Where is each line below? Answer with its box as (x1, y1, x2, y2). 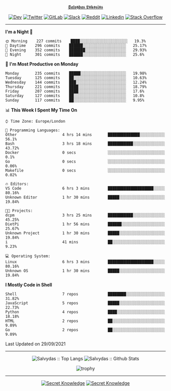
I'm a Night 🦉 (5, 29, 33, 35)
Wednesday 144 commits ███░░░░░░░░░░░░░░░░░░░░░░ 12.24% (5, 80, 147, 85)
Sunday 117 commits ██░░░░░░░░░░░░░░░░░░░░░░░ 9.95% (5, 98, 145, 103)
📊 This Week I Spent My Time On (5, 107, 77, 113)
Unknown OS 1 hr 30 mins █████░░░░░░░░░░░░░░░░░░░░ (5, 268, 165, 273)
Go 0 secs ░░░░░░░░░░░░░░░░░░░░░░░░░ (5, 159, 165, 164)
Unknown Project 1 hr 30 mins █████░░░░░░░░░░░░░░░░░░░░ (5, 231, 165, 236)
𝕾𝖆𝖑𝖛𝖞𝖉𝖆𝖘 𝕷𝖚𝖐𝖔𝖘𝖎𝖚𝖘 (68, 4, 103, 10)
